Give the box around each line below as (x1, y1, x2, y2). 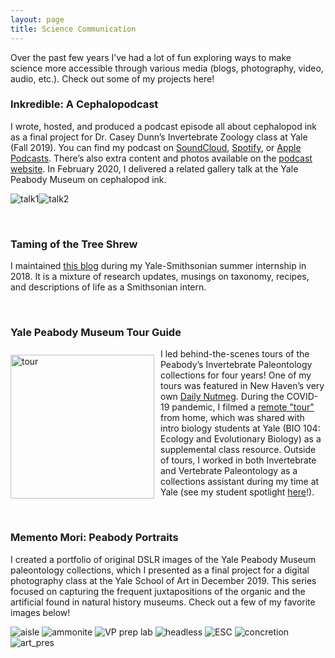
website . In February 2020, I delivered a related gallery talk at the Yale (10, 162, 299, 175)
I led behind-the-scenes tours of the (160, 348, 310, 360)
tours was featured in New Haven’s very (160, 380, 325, 392)
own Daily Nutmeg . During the (160, 391, 285, 403)
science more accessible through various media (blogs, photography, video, (10, 62, 324, 74)
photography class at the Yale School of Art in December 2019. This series (10, 574, 317, 586)
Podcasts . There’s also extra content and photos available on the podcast (10, 152, 313, 164)
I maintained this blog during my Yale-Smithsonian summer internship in (10, 260, 307, 272)
